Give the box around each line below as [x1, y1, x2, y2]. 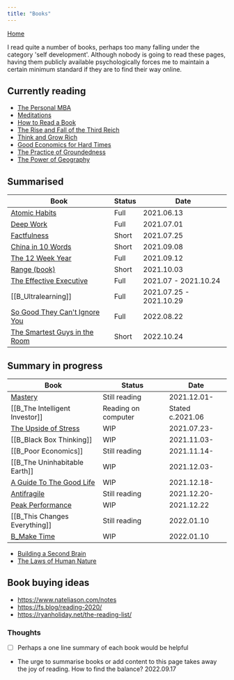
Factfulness [10, 231, 49, 240]
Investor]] [10, 412, 43, 422]
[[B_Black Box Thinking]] [10, 435, 93, 445]
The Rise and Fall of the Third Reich [17, 126, 120, 134]
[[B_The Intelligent [10, 403, 71, 413]
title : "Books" [7, 10, 52, 17]
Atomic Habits [10, 208, 57, 218]
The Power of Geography [17, 155, 91, 164]
